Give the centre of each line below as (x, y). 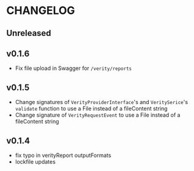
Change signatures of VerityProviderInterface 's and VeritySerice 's (101, 102)
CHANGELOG (41, 11)
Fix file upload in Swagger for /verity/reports (74, 68)
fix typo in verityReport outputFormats (63, 155)
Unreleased (29, 33)
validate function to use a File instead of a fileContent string (91, 109)
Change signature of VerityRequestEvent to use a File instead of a (98, 115)
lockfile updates (35, 162)
